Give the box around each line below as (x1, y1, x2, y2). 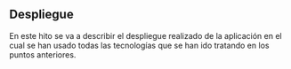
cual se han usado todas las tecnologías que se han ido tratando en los (9, 40, 270, 50)
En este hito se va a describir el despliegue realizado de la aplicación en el (9, 30, 282, 41)
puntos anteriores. (9, 49, 77, 60)
